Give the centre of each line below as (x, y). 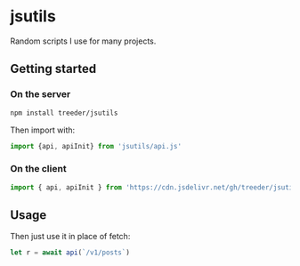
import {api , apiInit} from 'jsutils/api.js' (96, 146)
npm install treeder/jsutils (64, 113)
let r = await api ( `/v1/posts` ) (70, 253)
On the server (41, 94)
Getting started (53, 69)
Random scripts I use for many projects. (83, 41)
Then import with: (43, 130)
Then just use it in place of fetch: (70, 237)
